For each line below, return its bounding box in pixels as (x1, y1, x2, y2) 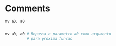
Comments (5, 3, 50, 14)
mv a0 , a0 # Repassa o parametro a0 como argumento (5, 31, 111, 36)
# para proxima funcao (26, 36, 72, 41)
